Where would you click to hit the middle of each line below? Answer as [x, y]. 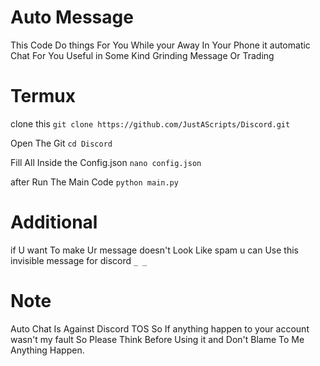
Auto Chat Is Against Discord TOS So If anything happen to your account [160, 328]
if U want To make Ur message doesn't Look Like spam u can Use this [154, 250]
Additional [54, 222]
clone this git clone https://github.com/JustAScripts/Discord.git [150, 123]
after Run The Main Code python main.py [94, 182]
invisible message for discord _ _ [79, 260]
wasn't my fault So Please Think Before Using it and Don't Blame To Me [157, 339]
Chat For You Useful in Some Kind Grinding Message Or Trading [142, 55]
